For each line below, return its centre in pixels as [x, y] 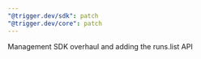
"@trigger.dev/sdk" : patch [53, 16]
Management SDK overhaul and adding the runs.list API [100, 46]
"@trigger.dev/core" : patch [55, 23]
